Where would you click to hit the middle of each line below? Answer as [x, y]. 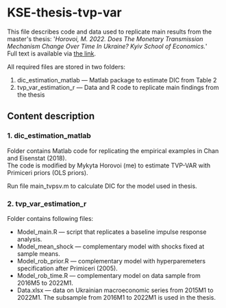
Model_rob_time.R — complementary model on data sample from [109, 275]
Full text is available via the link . [52, 54]
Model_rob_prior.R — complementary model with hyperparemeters [111, 261]
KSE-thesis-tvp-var [64, 13]
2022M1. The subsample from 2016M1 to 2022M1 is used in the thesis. [116, 297]
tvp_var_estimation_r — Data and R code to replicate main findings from [118, 87]
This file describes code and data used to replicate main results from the [110, 32]
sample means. [38, 253]
